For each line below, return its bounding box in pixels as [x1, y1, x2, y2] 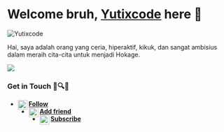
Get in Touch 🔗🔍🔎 [7, 81, 70, 91]
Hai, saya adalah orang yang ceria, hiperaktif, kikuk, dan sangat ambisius [7, 43, 218, 51]
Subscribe [50, 115, 82, 123]
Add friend [39, 108, 71, 116]
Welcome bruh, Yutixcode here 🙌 [7, 6, 202, 22]
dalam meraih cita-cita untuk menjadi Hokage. [7, 50, 141, 59]
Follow [28, 100, 49, 108]
